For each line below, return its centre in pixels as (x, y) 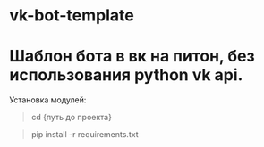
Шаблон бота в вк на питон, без (132, 57)
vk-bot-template (72, 16)
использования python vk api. (126, 75)
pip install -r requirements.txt (85, 135)
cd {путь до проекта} (71, 118)
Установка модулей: (48, 100)
